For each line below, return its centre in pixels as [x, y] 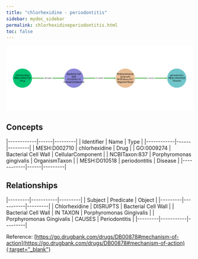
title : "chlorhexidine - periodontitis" [57, 12]
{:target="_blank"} [28, 249]
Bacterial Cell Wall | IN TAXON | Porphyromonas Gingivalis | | [80, 212]
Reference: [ [21, 236]
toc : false [20, 31]
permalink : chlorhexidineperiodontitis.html [62, 25]
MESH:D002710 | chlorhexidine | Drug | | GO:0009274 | [103, 148]
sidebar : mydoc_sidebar [36, 19]
